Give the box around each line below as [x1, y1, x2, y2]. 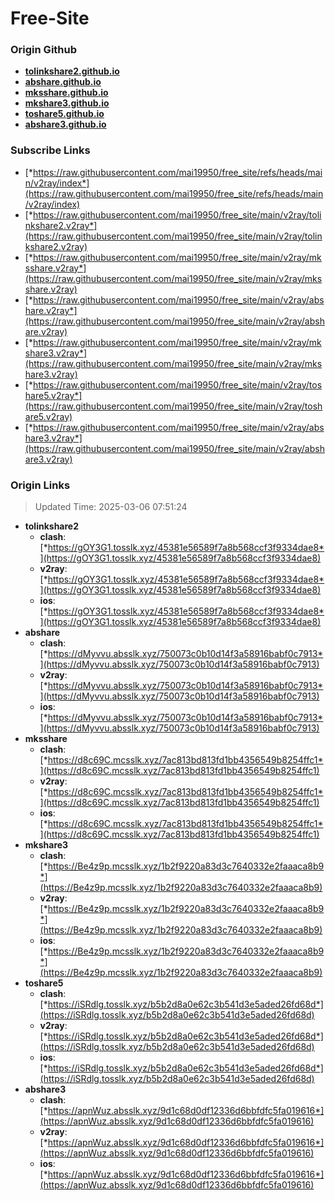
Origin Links [10, 478, 71, 492]
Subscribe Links [10, 143, 91, 157]
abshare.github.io [24, 76, 102, 88]
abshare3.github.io [24, 118, 107, 131]
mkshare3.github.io [24, 97, 110, 109]
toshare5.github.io [24, 108, 105, 120]
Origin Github [10, 43, 78, 57]
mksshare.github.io [24, 87, 109, 99]
